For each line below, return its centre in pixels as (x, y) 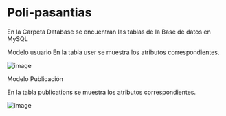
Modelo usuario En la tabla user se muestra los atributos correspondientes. (113, 52)
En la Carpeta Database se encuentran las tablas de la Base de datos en (109, 32)
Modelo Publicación (35, 79)
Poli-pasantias (49, 13)
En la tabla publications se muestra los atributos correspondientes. (101, 92)
